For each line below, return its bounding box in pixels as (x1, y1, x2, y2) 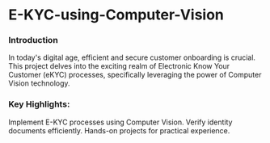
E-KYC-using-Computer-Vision (8, 6, 225, 24)
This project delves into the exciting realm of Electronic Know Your (8, 61, 230, 71)
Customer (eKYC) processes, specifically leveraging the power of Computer (8, 70, 262, 80)
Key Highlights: (8, 99, 70, 110)
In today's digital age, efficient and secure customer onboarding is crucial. (8, 53, 256, 62)
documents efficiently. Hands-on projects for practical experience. (8, 125, 230, 135)
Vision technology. (8, 78, 70, 88)
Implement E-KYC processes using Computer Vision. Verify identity (8, 117, 233, 127)
